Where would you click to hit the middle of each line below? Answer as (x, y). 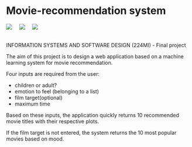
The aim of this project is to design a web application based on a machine (95, 56)
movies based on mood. (35, 139)
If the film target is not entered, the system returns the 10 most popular (91, 132)
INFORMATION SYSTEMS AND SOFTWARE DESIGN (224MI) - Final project (96, 45)
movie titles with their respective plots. (53, 121)
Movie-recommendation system (86, 11)
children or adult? (36, 85)
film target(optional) (38, 97)
